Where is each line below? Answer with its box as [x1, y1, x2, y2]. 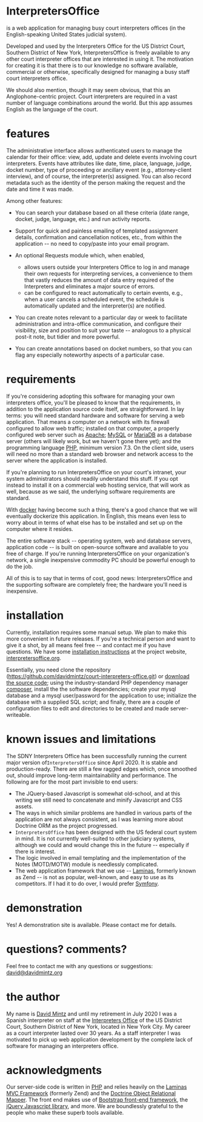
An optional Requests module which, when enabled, [15, 251, 145, 259]
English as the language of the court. [6, 105, 98, 113]
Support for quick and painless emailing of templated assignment [15, 227, 178, 234]
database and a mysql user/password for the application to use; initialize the [6, 691, 197, 699]
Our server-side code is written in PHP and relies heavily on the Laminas [6, 1083, 187, 1091]
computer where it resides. [6, 525, 74, 532]
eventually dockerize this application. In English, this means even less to [6, 512, 187, 520]
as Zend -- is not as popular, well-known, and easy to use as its [15, 873, 174, 880]
